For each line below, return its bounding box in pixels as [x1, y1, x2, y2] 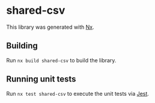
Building [6, 41, 38, 51]
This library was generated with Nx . [6, 23, 94, 31]
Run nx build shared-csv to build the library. [6, 56, 117, 63]
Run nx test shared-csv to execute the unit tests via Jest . [6, 90, 149, 97]
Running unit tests [6, 74, 76, 84]
